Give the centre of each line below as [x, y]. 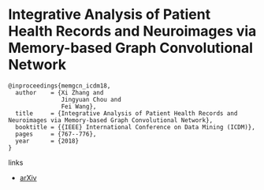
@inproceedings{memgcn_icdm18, [59, 86]
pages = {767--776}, [56, 134]
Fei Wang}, [79, 106]
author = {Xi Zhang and [59, 92]
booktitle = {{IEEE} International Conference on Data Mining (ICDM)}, [136, 127]
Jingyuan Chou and [91, 99]
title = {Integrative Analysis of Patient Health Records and [126, 113]
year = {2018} [47, 141]
